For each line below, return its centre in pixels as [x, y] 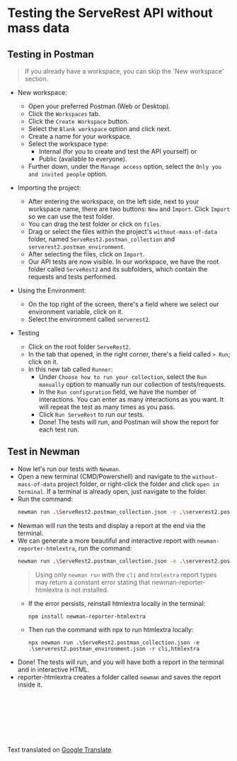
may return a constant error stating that [93, 582]
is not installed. [87, 590]
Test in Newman [44, 452]
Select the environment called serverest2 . [89, 319]
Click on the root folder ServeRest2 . [79, 346]
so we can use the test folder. [71, 216]
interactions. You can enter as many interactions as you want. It [131, 399]
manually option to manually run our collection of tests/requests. [132, 384]
